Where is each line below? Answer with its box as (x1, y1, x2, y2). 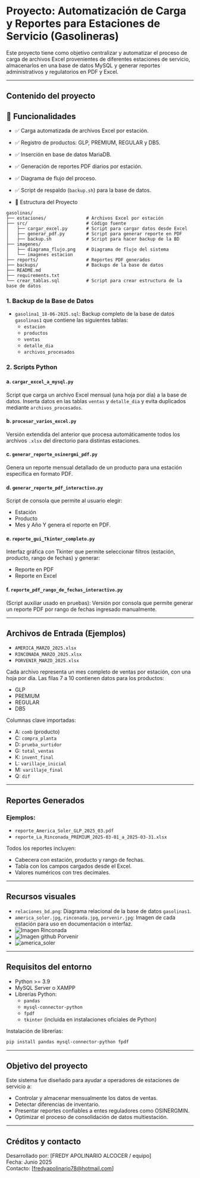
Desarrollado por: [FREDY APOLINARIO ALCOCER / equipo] (6, 1152, 152, 1160)
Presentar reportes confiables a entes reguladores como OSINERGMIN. (14, 1107, 190, 1114)
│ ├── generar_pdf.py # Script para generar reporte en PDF (6, 231, 183, 237)
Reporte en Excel (14, 572, 57, 579)
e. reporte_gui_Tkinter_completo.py (6, 535, 95, 542)
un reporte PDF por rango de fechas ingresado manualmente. (6, 606, 157, 613)
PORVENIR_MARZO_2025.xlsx (14, 658, 79, 664)
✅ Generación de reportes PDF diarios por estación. (14, 163, 143, 170)
